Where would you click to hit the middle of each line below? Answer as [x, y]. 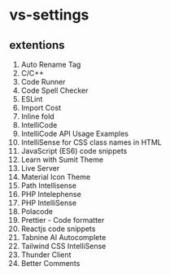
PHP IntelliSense [48, 203]
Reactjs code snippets [58, 229]
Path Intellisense [48, 186]
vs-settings [49, 15]
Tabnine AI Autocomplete [63, 237]
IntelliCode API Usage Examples [75, 133]
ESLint [32, 99]
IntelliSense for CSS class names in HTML [91, 142]
